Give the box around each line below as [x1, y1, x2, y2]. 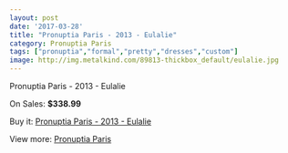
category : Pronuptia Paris [9, 38, 112, 48]
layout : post [9, 13, 59, 23]
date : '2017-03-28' [9, 22, 84, 31]
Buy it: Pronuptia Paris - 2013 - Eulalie [9, 116, 152, 127]
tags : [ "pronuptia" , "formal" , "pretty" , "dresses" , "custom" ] [9, 47, 239, 56]
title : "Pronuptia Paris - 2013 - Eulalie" [9, 30, 178, 39]
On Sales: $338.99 [9, 98, 82, 109]
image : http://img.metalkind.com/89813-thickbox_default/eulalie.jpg [9, 56, 280, 65]
